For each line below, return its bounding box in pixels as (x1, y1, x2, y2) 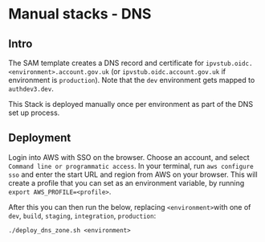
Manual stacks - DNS (8, 5, 152, 23)
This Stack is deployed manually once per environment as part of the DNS (8, 100, 254, 109)
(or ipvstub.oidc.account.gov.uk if (111, 67, 226, 76)
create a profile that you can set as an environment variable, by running (8, 178, 245, 187)
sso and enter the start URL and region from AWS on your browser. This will (8, 170, 259, 179)
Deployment (8, 131, 71, 145)
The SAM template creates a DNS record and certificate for (8, 58, 205, 68)
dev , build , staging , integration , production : (8, 211, 157, 220)
